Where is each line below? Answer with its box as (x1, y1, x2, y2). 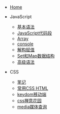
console (17, 41, 33, 46)
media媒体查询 (17, 104, 47, 110)
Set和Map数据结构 (17, 53, 55, 59)
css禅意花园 (17, 98, 42, 103)
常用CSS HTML (17, 85, 48, 91)
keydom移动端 (17, 91, 47, 97)
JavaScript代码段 (17, 30, 52, 36)
